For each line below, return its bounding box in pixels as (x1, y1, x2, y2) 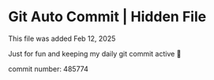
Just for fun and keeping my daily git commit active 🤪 (8, 49, 182, 58)
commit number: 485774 (8, 64, 88, 74)
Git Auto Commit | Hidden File (8, 8, 207, 26)
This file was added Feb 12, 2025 (8, 34, 116, 43)
